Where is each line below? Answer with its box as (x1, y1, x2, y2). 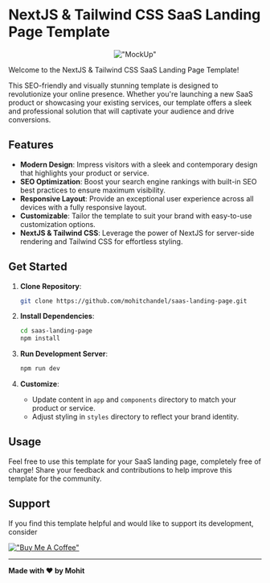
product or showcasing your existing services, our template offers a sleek (8, 97, 252, 107)
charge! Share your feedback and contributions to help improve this (8, 465, 232, 474)
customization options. (19, 219, 96, 229)
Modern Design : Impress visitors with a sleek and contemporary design (19, 159, 259, 169)
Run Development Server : (19, 349, 108, 359)
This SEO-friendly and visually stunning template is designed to (8, 81, 219, 90)
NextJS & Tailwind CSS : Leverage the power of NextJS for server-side (19, 228, 255, 238)
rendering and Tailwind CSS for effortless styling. (19, 236, 183, 246)
